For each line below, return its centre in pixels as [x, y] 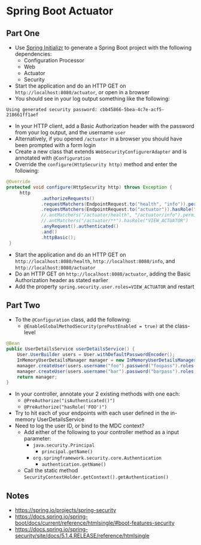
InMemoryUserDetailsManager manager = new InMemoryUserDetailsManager [107, 360]
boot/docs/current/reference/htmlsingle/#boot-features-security [95, 523]
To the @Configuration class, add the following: [73, 320]
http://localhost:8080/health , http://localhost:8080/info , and [95, 261]
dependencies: [33, 54]
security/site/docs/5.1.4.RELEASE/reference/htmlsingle [82, 536]
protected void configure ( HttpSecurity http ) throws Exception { [89, 187]
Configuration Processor [54, 60]
